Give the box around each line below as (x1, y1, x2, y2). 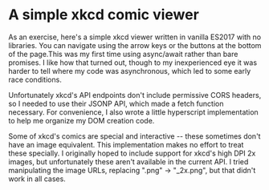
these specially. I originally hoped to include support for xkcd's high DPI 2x (8, 148, 256, 158)
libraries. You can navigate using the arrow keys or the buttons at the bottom (8, 40, 262, 50)
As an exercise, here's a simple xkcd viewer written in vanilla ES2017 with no (8, 32, 262, 42)
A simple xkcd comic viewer (8, 6, 199, 24)
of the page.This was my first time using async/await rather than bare (8, 49, 238, 59)
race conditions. (8, 75, 62, 84)
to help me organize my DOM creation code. (8, 115, 155, 125)
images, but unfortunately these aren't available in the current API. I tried (8, 156, 249, 166)
